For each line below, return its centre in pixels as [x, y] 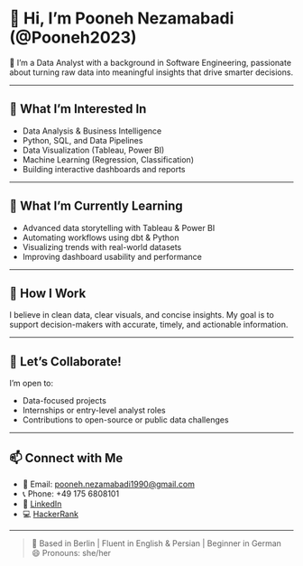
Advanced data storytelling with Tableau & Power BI [119, 227]
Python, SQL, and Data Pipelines [83, 140]
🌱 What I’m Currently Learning [96, 206]
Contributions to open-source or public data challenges [125, 420]
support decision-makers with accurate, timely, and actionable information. [149, 325]
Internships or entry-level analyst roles [94, 411]
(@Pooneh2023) [73, 37]
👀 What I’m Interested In [78, 109]
